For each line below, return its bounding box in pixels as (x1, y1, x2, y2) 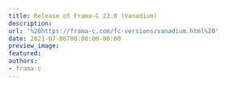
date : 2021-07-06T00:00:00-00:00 (8, 34, 122, 43)
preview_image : (8, 42, 60, 50)
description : (8, 19, 53, 28)
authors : (8, 57, 38, 66)
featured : (8, 49, 42, 57)
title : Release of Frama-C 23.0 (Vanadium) (8, 11, 158, 20)
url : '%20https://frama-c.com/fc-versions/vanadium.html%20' (8, 27, 220, 35)
